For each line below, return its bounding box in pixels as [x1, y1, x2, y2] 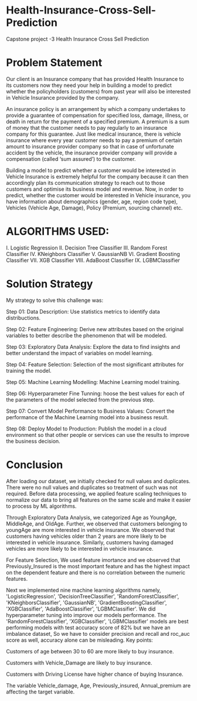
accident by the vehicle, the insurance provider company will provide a [6, 149, 177, 156]
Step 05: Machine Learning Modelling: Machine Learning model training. [6, 378, 181, 385]
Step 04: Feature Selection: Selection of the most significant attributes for [6, 360, 184, 368]
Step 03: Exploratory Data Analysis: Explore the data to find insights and [6, 343, 181, 350]
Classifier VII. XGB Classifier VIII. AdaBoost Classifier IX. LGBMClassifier [6, 257, 181, 264]
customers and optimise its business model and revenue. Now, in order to [6, 186, 184, 193]
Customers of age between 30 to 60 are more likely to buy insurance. [6, 648, 174, 655]
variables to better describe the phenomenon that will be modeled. [6, 332, 167, 339]
